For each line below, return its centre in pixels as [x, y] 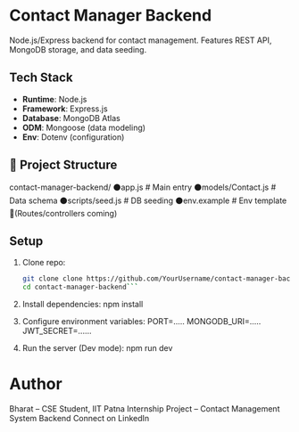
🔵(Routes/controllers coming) [63, 213]
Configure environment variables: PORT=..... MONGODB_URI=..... [141, 322]
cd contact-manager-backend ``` [80, 287]
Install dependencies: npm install [83, 305]
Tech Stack [41, 78]
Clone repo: [44, 263]
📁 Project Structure [63, 165]
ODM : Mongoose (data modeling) [83, 127]
